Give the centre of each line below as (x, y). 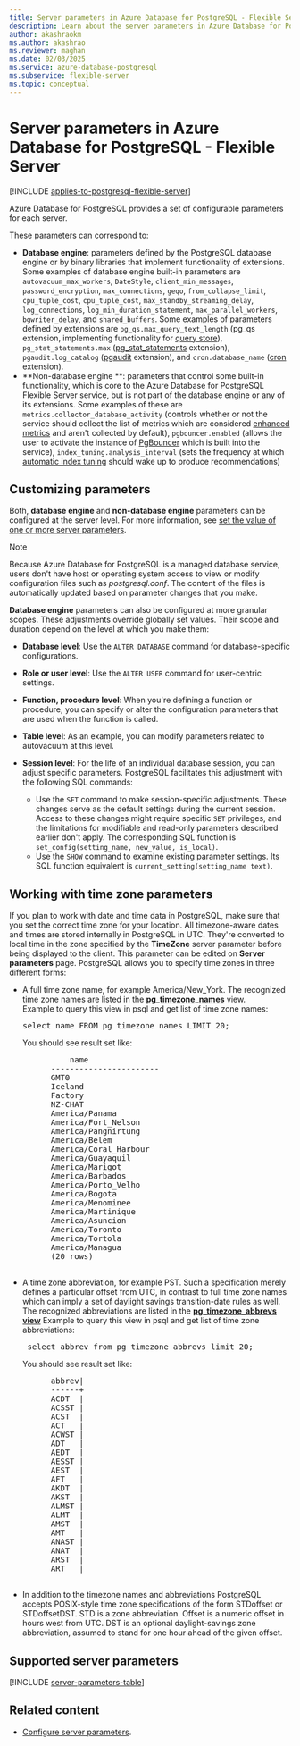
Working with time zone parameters (111, 894)
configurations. (50, 656)
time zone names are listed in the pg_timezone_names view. (134, 999)
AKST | (67, 1497)
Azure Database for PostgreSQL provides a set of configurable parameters (146, 208)
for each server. (38, 218)
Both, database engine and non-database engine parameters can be (137, 511)
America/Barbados (88, 1176)
